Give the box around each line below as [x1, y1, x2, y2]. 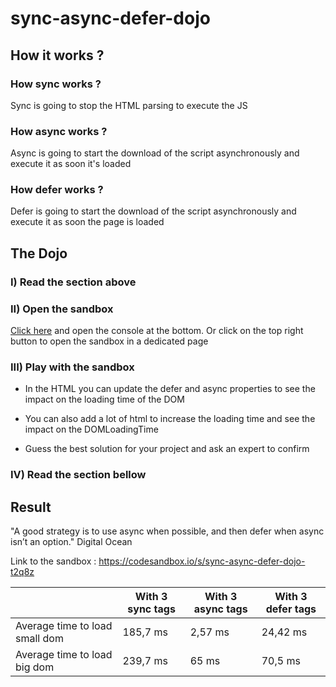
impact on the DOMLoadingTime [24, 423, 159, 436]
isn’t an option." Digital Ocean [10, 536, 133, 548]
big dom [15, 660, 55, 674]
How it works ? [10, 47, 105, 64]
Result [10, 498, 52, 516]
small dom [15, 632, 64, 646]
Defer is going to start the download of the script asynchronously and [10, 205, 297, 217]
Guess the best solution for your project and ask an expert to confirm [24, 443, 310, 455]
